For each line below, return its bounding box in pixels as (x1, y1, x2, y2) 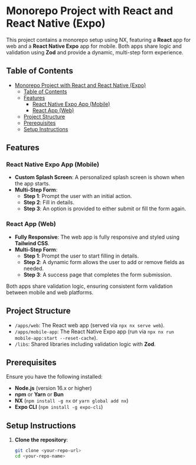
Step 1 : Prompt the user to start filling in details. (23, 252, 139, 259)
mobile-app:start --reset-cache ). (14, 334, 98, 341)
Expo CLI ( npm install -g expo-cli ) (14, 404, 103, 411)
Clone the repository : (14, 436, 68, 444)
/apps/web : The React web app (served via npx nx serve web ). (14, 321, 165, 329)
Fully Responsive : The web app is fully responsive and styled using (14, 233, 180, 240)
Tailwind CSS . (14, 239, 50, 246)
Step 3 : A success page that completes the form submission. (23, 271, 172, 278)
